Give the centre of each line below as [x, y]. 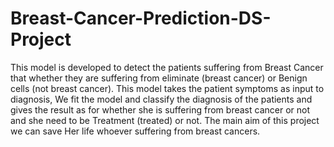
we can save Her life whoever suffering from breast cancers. [135, 131]
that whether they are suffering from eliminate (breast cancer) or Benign [159, 78]
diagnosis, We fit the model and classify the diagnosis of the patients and [161, 99]
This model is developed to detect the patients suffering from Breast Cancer [167, 67]
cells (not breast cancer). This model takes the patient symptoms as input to [167, 88]
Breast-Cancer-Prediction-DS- [141, 18]
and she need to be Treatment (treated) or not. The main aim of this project [165, 120]
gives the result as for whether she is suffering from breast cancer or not [160, 109]
